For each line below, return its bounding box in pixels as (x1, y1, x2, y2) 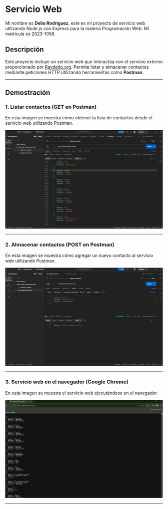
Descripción (5, 45, 44, 54)
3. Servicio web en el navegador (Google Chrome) (5, 378, 128, 385)
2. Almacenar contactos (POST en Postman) (5, 241, 114, 248)
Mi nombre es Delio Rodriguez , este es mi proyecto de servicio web (5, 20, 145, 26)
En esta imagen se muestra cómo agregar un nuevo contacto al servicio (5, 252, 153, 259)
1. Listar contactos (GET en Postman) (5, 104, 97, 111)
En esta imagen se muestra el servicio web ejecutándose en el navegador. (5, 390, 158, 396)
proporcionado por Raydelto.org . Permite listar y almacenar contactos (5, 64, 149, 70)
